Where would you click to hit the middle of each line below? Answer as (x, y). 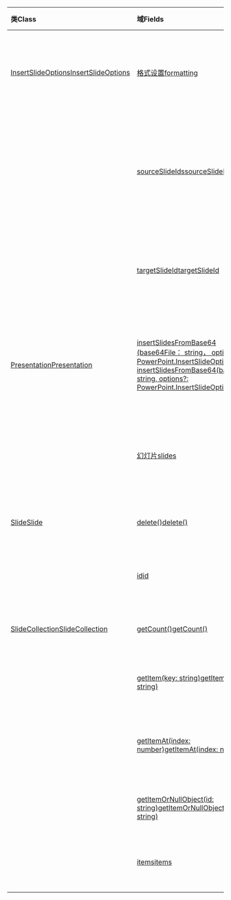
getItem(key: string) (168, 678)
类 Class (23, 19)
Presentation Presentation (52, 365)
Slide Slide (27, 522)
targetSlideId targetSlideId (178, 270)
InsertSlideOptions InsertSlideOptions (70, 73)
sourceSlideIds (161, 171)
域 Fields (150, 19)
